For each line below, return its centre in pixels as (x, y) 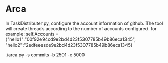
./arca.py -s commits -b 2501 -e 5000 (45, 55)
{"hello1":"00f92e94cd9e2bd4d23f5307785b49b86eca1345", (70, 39)
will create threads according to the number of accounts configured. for (81, 28)
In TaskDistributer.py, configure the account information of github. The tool (84, 23)
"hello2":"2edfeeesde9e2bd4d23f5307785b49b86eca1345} (69, 45)
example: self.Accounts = (32, 34)
